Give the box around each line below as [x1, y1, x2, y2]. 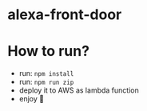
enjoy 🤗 [18, 94, 45, 104]
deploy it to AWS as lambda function [18, 85, 139, 95]
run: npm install [18, 69, 74, 78]
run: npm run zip [18, 77, 74, 87]
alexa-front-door [7, 6, 122, 24]
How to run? [7, 42, 89, 61]
